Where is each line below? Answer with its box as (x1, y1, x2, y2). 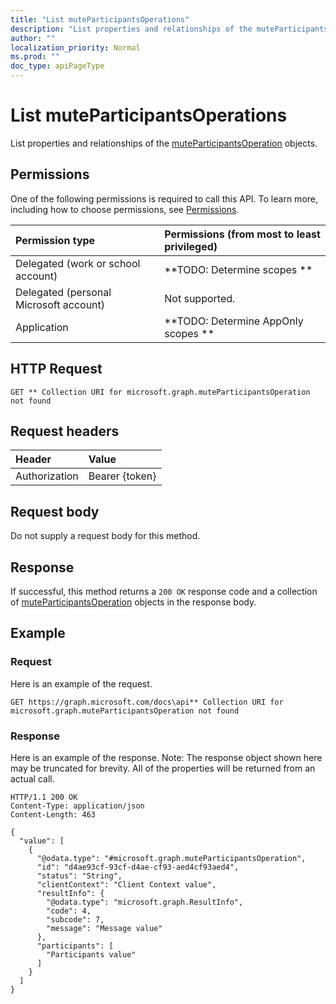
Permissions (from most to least (164, 227, 321, 241)
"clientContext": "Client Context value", (36, 879, 217, 890)
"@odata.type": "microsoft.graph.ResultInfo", (46, 897, 244, 907)
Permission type (15, 233, 96, 247)
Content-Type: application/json (10, 801, 145, 811)
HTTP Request (10, 361, 103, 378)
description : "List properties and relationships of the (10, 24, 253, 34)
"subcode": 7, (46, 914, 105, 925)
